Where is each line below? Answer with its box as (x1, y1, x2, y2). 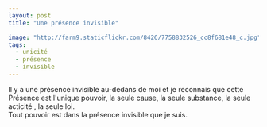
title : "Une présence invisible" (8, 19, 119, 27)
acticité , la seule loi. (8, 101, 75, 111)
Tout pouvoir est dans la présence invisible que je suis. (8, 110, 188, 119)
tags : (8, 40, 26, 48)
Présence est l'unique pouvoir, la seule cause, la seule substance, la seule (8, 93, 251, 102)
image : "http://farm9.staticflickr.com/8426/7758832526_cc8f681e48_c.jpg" (8, 33, 261, 41)
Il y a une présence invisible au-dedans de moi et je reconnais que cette (8, 84, 244, 94)
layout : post (8, 11, 52, 20)
